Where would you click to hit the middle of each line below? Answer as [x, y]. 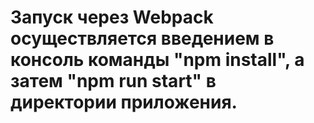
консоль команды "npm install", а [157, 60]
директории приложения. [124, 102]
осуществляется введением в [142, 38]
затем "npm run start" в [113, 81]
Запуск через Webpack [112, 17]
